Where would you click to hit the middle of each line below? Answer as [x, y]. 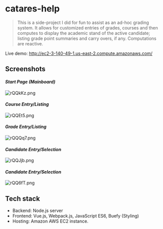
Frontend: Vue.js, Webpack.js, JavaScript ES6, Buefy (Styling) [76, 216]
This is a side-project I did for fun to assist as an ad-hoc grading [83, 22]
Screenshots [25, 69]
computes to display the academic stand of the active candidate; [84, 33]
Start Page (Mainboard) [30, 82]
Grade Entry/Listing [26, 127]
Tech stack [23, 198]
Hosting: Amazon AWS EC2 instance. [50, 221]
